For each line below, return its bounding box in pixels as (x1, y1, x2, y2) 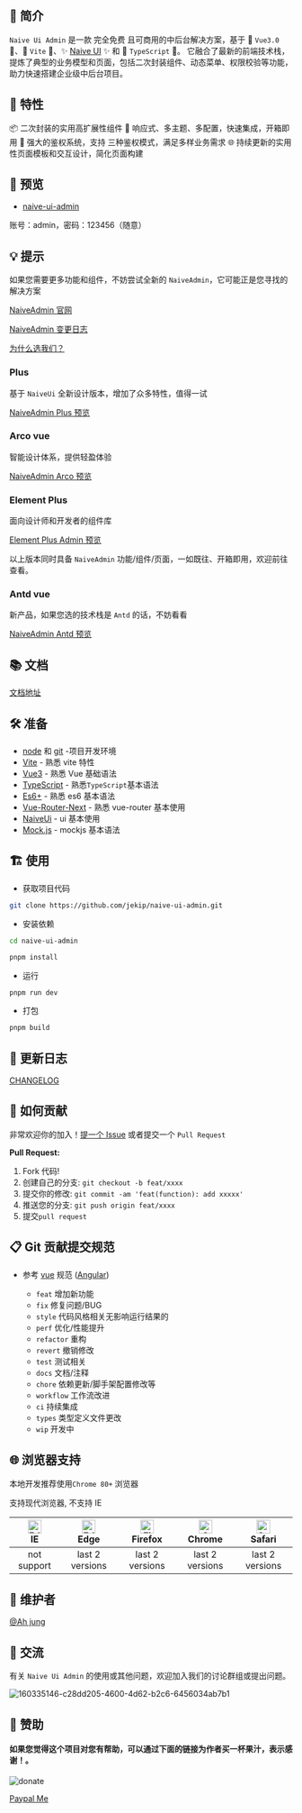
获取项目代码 (22, 882, 70, 894)
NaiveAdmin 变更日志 (9, 323, 88, 335)
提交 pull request (22, 1210, 87, 1221)
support (17, 1559, 52, 1572)
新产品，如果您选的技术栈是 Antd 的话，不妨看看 (9, 609, 188, 620)
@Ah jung (9, 1617, 46, 1627)
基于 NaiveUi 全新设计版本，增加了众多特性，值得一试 (9, 387, 208, 398)
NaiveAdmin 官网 (9, 305, 73, 315)
